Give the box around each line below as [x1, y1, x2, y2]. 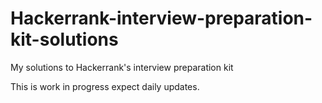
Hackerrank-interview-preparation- [10, 7, 313, 30]
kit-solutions [10, 28, 119, 51]
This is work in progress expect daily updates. [10, 80, 200, 92]
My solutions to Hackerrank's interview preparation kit [10, 61, 234, 73]
